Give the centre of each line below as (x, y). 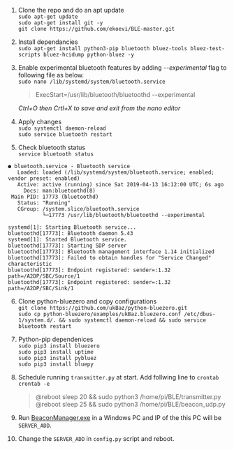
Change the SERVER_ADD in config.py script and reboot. (96, 438)
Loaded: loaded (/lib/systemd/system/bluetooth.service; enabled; (116, 172)
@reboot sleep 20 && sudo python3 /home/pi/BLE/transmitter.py (128, 397)
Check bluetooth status (52, 147)
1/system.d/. (37, 320)
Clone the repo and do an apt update (71, 10)
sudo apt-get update (48, 17)
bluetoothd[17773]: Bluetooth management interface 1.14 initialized (111, 252)
